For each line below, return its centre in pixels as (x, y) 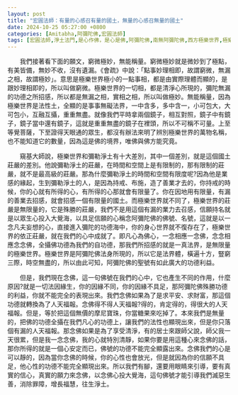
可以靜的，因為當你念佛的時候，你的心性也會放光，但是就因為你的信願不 (113, 357)
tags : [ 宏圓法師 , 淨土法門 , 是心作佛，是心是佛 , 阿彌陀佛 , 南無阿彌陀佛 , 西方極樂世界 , (115, 40)
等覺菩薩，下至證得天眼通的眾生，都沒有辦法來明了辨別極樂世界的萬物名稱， (119, 133)
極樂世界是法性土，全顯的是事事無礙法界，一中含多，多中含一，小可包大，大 (119, 106)
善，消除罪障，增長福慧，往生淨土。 (60, 384)
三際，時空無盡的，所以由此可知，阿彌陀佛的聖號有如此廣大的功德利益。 (113, 262)
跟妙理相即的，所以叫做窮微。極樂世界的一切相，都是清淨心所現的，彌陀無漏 (119, 88)
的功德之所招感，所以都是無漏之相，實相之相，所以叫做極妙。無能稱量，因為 (119, 97)
